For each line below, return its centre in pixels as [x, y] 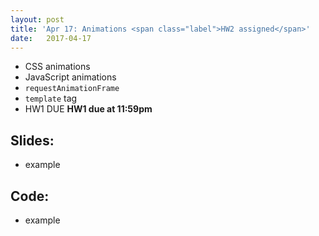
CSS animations [57, 67]
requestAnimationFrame [72, 89]
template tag [51, 98]
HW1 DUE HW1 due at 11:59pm [88, 109]
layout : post [37, 19]
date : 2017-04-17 [51, 38]
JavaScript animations [70, 77]
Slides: [32, 140]
